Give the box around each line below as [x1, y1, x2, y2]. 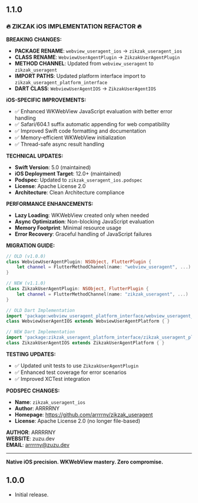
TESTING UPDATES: [6, 350, 56, 357]
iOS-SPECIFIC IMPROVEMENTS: [6, 96, 87, 103]
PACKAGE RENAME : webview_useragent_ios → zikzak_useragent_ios [14, 47, 183, 54]
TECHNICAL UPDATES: [6, 152, 64, 159]
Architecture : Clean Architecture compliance [14, 189, 125, 196]
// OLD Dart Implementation [6, 307, 75, 313]
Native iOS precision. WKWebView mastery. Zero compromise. [6, 458, 164, 465]
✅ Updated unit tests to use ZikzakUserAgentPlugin [14, 362, 139, 369]
